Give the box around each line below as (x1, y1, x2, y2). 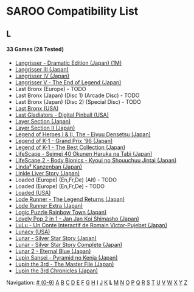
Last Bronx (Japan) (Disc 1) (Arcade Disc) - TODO (15, 92, 140, 99)
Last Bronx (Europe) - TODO (15, 85, 86, 92)
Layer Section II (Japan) (15, 124, 75, 131)
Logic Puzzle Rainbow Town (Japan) (15, 208, 107, 216)
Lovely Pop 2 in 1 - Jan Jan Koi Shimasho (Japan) (15, 215, 140, 222)
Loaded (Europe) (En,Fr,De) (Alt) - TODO (15, 176, 117, 183)
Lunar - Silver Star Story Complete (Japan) (15, 241, 123, 248)
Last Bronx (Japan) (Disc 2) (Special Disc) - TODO (15, 98, 141, 105)
